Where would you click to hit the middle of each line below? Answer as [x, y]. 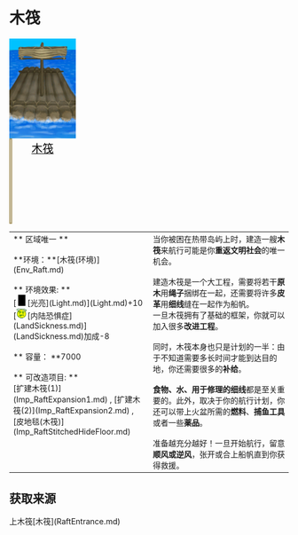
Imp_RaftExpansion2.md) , [86, 411]
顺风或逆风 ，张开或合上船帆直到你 [215, 454]
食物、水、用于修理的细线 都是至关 [215, 389]
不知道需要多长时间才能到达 [211, 358]
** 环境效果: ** [42, 289]
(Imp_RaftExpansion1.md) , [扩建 [73, 399]
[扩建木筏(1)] [37, 389]
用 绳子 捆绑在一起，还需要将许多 [219, 293]
